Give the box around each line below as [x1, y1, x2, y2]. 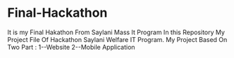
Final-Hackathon [7, 5, 108, 21]
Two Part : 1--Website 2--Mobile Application [7, 43, 135, 51]
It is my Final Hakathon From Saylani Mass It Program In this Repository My [7, 28, 226, 36]
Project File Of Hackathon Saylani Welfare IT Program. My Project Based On [7, 35, 228, 43]
